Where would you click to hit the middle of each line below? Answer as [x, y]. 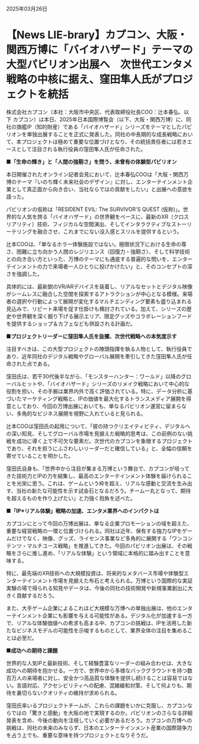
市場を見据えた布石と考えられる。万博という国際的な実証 [123, 581]
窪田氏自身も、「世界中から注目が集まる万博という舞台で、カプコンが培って [98, 468]
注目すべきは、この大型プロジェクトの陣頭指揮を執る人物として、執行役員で [99, 349]
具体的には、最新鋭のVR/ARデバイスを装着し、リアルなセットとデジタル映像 [99, 286]
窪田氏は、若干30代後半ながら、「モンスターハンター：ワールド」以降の [94, 376]
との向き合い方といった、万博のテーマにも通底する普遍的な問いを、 [89, 259]
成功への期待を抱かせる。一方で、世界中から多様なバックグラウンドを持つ [97, 670]
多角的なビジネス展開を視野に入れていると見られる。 [81, 413]
